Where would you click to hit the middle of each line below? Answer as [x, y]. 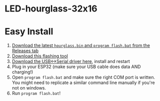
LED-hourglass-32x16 [51, 9]
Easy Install [29, 32]
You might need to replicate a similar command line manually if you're [83, 82]
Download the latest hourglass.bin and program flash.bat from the [81, 45]
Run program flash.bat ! [36, 93]
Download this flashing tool [40, 56]
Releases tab [25, 51]
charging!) [22, 72]
